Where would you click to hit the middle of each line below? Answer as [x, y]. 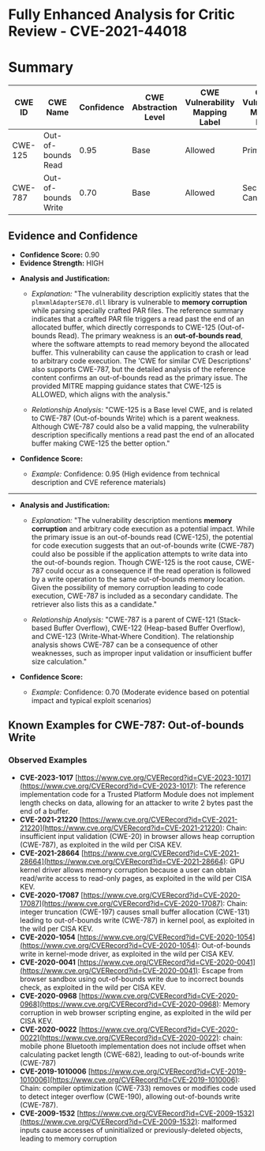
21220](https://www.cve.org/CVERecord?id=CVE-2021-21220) [121, 828]
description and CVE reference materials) [99, 482]
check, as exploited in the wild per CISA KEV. [93, 987]
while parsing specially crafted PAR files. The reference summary [138, 310]
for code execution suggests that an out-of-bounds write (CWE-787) [143, 545]
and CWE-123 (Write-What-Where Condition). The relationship [132, 636]
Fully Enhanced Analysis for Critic [121, 15]
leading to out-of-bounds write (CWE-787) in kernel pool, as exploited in [137, 920]
